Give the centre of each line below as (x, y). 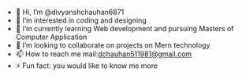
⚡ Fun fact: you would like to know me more (87, 66)
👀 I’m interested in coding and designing (81, 20)
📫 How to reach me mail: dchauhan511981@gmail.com (104, 54)
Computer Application (51, 37)
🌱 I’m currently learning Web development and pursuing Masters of (125, 28)
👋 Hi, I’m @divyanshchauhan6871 (70, 12)
